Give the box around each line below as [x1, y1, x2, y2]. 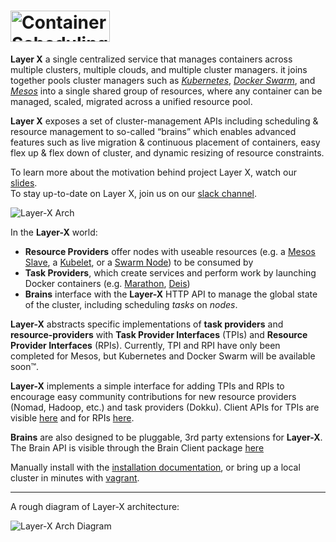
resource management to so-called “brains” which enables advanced [10, 125, 297, 137]
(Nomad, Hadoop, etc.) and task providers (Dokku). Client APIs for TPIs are [10, 401, 320, 413]
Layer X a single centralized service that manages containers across [10, 53, 293, 65]
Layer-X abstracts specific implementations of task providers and [10, 318, 284, 330]
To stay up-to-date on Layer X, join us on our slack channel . [10, 187, 258, 199]
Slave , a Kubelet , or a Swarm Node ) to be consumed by [24, 256, 254, 268]
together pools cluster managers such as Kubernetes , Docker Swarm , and [10, 74, 316, 86]
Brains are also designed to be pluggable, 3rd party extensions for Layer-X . [10, 431, 323, 443]
